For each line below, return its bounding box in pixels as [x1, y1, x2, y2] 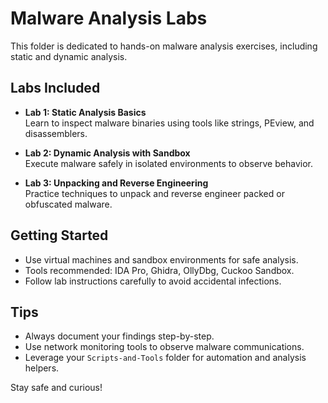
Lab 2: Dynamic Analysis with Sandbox [24, 147, 191, 159]
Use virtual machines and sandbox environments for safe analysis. [24, 253, 299, 266]
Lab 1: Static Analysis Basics [24, 106, 147, 118]
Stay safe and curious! [10, 382, 103, 394]
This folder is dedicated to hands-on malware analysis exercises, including [10, 40, 318, 52]
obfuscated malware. [24, 198, 113, 210]
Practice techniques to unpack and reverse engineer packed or [24, 187, 285, 199]
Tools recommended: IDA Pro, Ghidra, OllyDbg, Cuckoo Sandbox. [24, 264, 295, 276]
